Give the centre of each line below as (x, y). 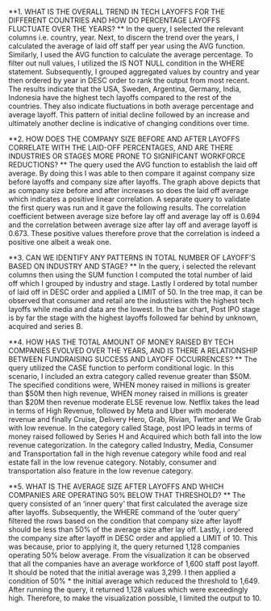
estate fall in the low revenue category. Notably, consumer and (113, 462)
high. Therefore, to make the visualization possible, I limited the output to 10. (135, 598)
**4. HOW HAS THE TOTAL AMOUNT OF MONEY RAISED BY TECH (121, 342)
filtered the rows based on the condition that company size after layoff (125, 521)
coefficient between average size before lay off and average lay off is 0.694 (134, 216)
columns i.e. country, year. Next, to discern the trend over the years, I (124, 37)
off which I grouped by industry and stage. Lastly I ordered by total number (133, 283)
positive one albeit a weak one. (60, 242)
